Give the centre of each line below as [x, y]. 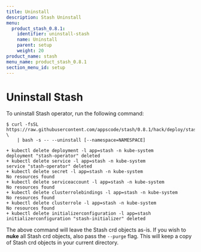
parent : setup [34, 45]
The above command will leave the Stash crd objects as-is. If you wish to [96, 230]
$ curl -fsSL [22, 125]
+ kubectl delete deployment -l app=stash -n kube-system [80, 151]
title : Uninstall [28, 12]
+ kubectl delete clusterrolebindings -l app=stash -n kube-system [92, 193]
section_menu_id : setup [36, 67]
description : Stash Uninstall [44, 17]
